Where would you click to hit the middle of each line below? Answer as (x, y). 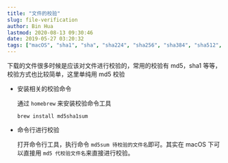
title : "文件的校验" (34, 13)
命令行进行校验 (38, 130)
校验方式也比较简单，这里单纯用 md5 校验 (66, 74)
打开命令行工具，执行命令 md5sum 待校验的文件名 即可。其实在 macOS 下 (115, 144)
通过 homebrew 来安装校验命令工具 (64, 103)
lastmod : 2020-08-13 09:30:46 (50, 33)
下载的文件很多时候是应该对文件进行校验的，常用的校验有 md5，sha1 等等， (114, 65)
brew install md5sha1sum (52, 116)
